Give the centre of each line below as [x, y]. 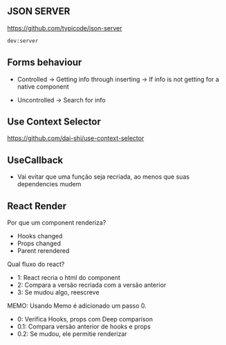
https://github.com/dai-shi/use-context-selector [76, 139]
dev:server [23, 41]
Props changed [39, 243]
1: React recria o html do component [69, 277]
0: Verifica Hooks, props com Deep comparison [85, 319]
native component [43, 87]
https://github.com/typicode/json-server [65, 28]
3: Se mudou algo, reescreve [58, 292]
